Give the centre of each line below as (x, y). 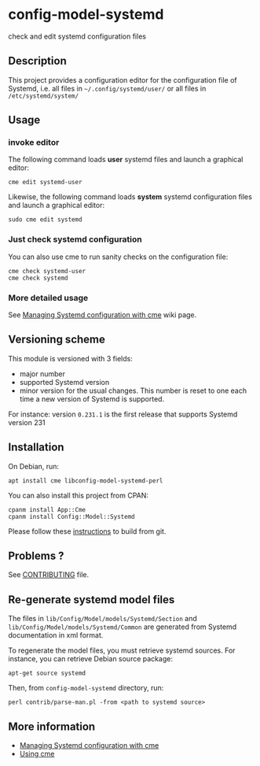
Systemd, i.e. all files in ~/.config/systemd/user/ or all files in (107, 88)
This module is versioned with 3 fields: (71, 358)
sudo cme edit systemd (45, 220)
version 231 (27, 422)
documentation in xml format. (56, 635)
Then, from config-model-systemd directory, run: (86, 688)
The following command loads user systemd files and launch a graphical (126, 160)
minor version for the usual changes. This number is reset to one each (133, 390)
